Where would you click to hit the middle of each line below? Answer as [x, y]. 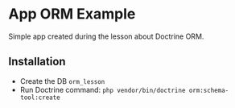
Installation [37, 62]
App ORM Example [72, 14]
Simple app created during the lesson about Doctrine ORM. [106, 36]
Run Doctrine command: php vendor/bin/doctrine [103, 89]
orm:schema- [209, 90]
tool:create [40, 98]
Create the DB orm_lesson [62, 81]
